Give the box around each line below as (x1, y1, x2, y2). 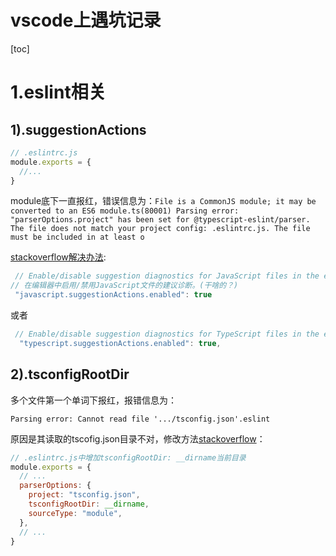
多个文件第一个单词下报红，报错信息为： (10, 394, 177, 406)
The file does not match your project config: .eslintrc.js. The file (10, 224, 311, 234)
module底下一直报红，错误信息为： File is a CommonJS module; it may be (10, 195, 317, 207)
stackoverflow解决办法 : (10, 251, 107, 263)
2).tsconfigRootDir (10, 366, 130, 383)
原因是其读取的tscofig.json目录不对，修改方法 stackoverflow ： (10, 432, 266, 445)
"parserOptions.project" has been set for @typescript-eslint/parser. (10, 215, 311, 225)
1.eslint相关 (10, 81, 107, 104)
